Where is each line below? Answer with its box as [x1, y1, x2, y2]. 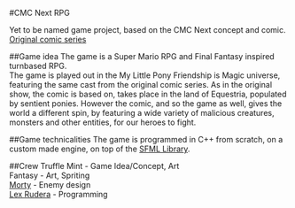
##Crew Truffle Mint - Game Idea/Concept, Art [9, 161, 180, 171]
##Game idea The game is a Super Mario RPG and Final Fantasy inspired [9, 51, 275, 61]
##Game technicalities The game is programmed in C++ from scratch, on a [9, 135, 283, 144]
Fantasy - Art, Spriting [9, 170, 90, 181]
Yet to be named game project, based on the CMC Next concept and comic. [9, 25, 286, 35]
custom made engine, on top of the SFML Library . [9, 143, 190, 154]
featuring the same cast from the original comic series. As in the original [9, 80, 273, 89]
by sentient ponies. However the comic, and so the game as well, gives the [9, 98, 283, 109]
